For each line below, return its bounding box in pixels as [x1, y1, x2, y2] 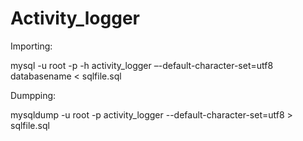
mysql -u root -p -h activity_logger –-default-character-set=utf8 [10, 59, 274, 71]
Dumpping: [10, 89, 57, 101]
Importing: [10, 40, 53, 52]
